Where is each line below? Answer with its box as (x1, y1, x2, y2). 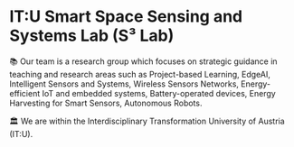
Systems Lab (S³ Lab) (9, 25, 175, 46)
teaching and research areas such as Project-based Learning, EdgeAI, (9, 69, 271, 79)
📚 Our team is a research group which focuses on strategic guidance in (9, 56, 278, 67)
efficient (9, 87, 41, 98)
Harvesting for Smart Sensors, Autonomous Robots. (9, 97, 203, 108)
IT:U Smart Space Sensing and (9, 6, 243, 27)
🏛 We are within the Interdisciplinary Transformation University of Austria (9, 115, 285, 126)
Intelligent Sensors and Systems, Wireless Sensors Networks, (9, 78, 240, 89)
